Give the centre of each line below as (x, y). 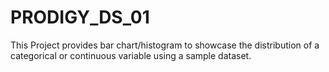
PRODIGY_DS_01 (80, 17)
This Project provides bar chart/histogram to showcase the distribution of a (165, 45)
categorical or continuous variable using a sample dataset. (131, 55)
